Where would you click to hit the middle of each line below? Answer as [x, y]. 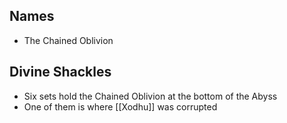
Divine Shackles [60, 72]
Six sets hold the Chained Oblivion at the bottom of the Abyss [150, 96]
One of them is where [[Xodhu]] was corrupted [120, 106]
